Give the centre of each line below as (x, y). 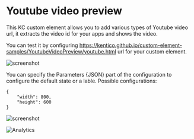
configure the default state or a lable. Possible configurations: (82, 81)
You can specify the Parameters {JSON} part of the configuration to (89, 74)
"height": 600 (34, 102)
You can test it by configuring (42, 45)
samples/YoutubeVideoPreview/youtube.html (61, 51)
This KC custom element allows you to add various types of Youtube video (97, 27)
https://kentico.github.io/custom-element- (131, 45)
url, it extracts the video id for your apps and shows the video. (82, 33)
